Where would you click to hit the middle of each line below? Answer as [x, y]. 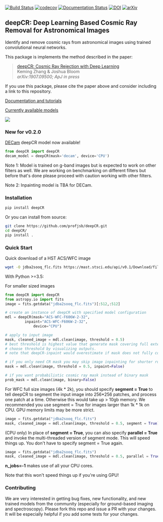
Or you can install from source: [36, 217]
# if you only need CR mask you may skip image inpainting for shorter [79, 362]
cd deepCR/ [16, 231]
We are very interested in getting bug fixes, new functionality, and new [76, 498]
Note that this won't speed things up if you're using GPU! [62, 475]
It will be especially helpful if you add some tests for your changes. [72, 514]
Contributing [20, 488]
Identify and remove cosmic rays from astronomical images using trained [78, 42]
